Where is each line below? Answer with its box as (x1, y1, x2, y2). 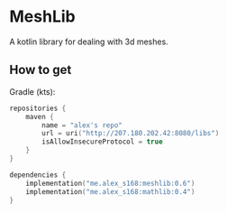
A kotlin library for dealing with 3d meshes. (9, 36, 168, 47)
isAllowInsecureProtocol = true (41, 137, 164, 146)
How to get (9, 62, 72, 78)
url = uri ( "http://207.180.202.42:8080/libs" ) (41, 129, 220, 138)
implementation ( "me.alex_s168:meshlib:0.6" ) (25, 179, 195, 188)
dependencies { (9, 170, 67, 180)
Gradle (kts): (9, 86, 56, 97)
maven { (25, 112, 54, 121)
